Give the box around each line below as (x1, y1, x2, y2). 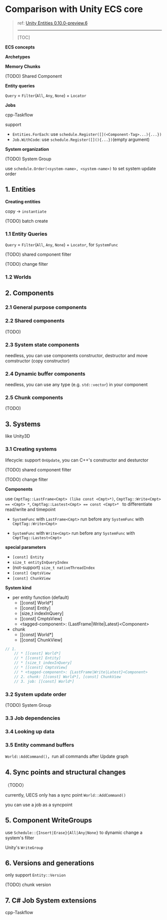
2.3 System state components (5, 341, 80, 348)
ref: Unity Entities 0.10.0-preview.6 (17, 20, 88, 26)
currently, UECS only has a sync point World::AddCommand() (5, 792, 126, 798)
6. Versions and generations (5, 859, 94, 868)
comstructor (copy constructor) (5, 358, 70, 364)
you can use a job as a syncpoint (5, 802, 73, 808)
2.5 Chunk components (5, 394, 63, 401)
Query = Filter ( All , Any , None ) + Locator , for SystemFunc (5, 242, 118, 248)
